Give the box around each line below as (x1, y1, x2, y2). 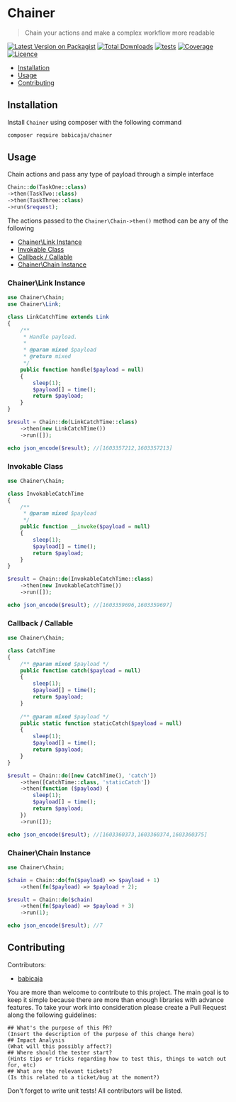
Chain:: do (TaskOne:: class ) (7, 184, 87, 191)
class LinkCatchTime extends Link (7, 313, 110, 321)
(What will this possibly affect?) (7, 1042, 113, 1050)
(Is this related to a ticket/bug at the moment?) (7, 1074, 160, 1081)
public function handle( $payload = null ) (20, 366, 144, 373)
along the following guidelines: (7, 1011, 97, 1019)
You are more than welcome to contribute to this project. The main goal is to (7, 988, 229, 996)
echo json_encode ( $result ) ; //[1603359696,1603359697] (7, 601, 173, 608)
